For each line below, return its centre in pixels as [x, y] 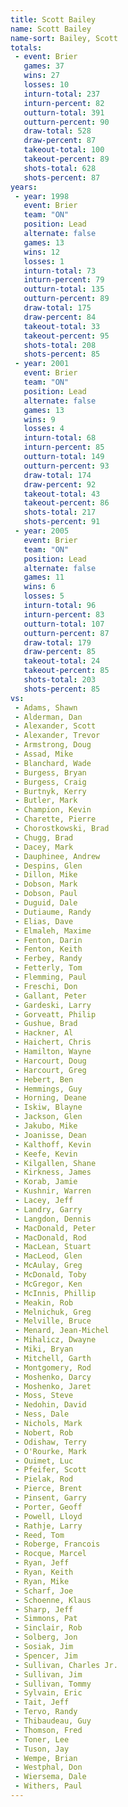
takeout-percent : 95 [66, 336]
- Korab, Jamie [46, 1182]
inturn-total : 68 [60, 438]
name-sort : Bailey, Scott [64, 38]
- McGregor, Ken [48, 1284]
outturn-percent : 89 [66, 299]
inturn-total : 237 [62, 94]
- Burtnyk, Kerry [50, 791]
